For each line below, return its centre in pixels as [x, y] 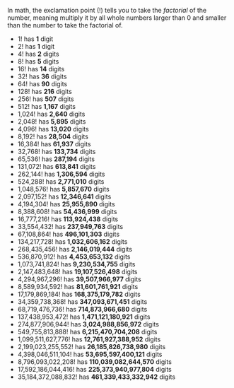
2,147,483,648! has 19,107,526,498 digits [77, 272]
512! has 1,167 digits [47, 106]
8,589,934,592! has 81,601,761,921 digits [78, 287]
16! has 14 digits [41, 69]
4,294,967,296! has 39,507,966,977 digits [79, 279]
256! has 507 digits [46, 99]
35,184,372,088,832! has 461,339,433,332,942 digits [96, 377]
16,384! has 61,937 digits [54, 144]
